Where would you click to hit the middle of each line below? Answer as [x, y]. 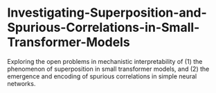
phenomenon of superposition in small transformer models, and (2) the [108, 69]
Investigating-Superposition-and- [107, 13]
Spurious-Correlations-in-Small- [103, 27]
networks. [21, 83]
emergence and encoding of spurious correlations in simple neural [102, 76]
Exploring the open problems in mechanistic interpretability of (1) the [105, 61]
